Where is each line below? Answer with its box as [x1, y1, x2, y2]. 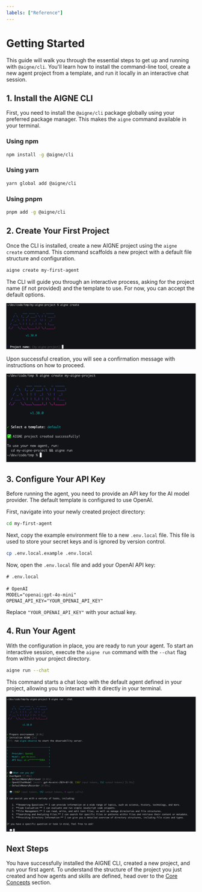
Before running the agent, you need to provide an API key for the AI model [6, 490, 189, 498]
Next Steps [6, 843, 49, 854]
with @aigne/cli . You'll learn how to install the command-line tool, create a [6, 63, 191, 70]
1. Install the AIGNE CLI [6, 93, 93, 103]
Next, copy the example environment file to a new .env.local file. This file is [6, 531, 195, 539]
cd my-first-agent [6, 521, 52, 527]
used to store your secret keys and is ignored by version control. [6, 538, 167, 545]
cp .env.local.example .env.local [6, 550, 93, 557]
